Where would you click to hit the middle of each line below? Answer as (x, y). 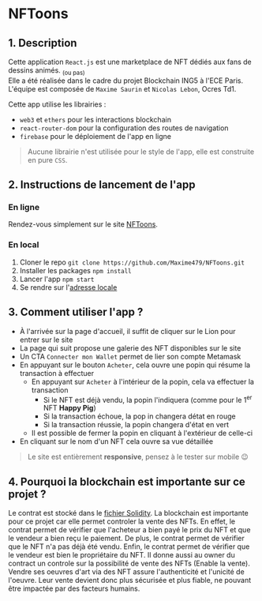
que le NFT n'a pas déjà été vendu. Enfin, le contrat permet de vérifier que (129, 547)
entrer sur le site (46, 340)
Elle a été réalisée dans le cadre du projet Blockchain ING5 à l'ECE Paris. (125, 81)
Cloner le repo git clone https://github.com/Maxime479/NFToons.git (132, 262)
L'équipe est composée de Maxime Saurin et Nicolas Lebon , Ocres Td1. (122, 88)
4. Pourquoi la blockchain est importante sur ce (127, 481)
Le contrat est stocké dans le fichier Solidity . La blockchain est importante (128, 513)
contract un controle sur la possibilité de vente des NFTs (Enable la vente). (129, 563)
